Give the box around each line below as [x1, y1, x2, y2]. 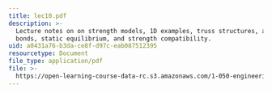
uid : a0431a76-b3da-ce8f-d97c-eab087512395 [8, 42, 158, 50]
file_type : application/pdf [8, 57, 104, 66]
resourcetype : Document [8, 49, 89, 57]
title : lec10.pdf [8, 11, 67, 20]
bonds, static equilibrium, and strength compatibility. [15, 34, 212, 43]
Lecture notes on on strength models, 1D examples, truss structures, [15, 27, 259, 35]
